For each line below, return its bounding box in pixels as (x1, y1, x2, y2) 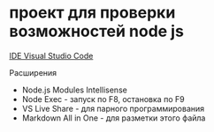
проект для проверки (9, 3, 176, 23)
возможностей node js (9, 21, 184, 41)
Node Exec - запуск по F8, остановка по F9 (21, 93, 185, 104)
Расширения (9, 67, 57, 77)
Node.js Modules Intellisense (21, 84, 128, 95)
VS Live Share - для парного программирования (21, 103, 205, 114)
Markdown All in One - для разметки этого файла (21, 113, 206, 123)
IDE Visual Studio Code (9, 50, 94, 61)
